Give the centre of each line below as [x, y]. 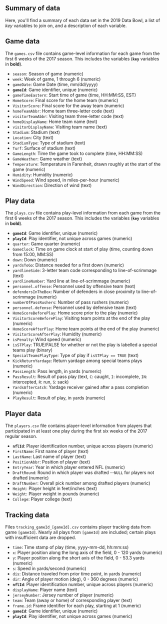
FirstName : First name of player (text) [50, 451]
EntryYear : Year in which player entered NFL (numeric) [68, 467]
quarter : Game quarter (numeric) [46, 244]
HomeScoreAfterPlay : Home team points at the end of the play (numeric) [86, 329]
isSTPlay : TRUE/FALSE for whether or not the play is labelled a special [85, 345]
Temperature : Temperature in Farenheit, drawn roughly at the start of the [86, 164]
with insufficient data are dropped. [41, 537]
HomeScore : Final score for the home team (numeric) [65, 100]
